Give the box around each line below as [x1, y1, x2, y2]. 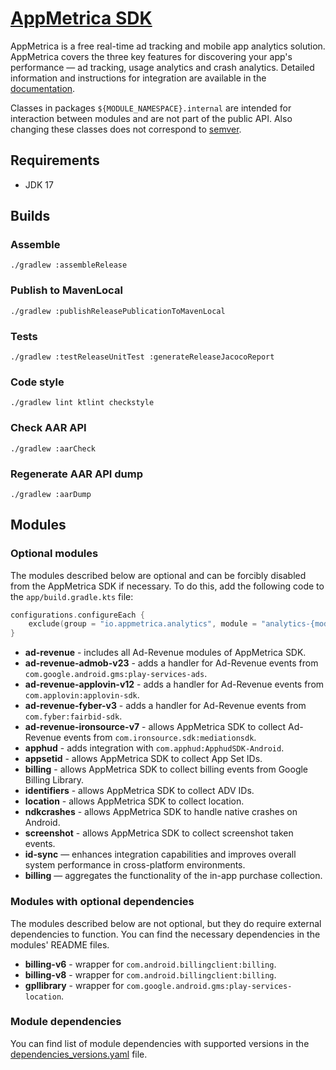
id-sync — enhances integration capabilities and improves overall [24, 848, 297, 861]
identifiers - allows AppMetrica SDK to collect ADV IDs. [24, 785, 255, 797]
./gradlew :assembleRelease [10, 260, 128, 271]
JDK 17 [24, 178, 54, 191]
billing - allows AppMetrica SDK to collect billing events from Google [24, 763, 309, 776]
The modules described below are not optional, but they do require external [10, 917, 322, 929]
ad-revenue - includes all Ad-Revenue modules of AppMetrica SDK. [24, 647, 307, 659]
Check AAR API [10, 421, 87, 435]
